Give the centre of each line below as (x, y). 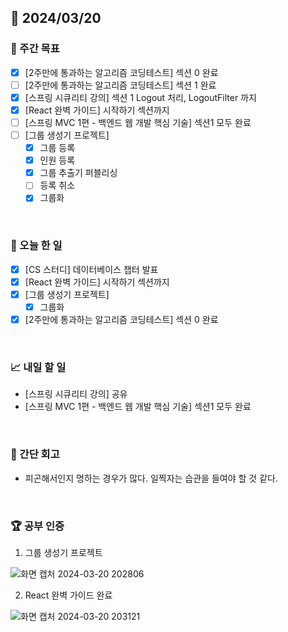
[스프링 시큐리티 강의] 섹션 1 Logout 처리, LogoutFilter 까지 (140, 97)
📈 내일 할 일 (38, 367)
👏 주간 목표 (35, 49)
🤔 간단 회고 (35, 454)
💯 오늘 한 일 (36, 246)
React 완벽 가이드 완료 (68, 595)
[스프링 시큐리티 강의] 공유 (76, 394)
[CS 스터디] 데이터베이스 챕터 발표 (91, 269)
